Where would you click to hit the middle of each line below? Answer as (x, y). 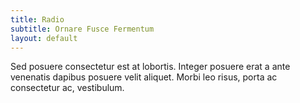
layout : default (44, 38)
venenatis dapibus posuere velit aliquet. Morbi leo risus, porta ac (144, 77)
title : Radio (37, 19)
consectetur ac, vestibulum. (67, 88)
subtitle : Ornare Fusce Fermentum (82, 29)
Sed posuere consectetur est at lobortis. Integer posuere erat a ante (150, 67)
